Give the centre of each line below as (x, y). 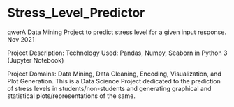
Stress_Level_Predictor (76, 13)
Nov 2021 (21, 39)
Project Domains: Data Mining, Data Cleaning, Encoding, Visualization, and (114, 74)
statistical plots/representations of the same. (72, 96)
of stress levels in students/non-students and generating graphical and (109, 88)
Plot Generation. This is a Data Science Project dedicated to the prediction (114, 81)
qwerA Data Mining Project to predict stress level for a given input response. (117, 32)
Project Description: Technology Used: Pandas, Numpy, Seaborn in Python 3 (117, 53)
